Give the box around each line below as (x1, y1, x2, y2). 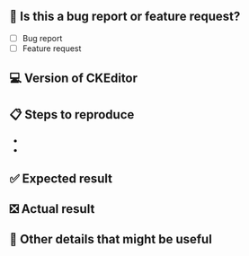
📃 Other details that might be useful (9, 232, 213, 247)
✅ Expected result (9, 171, 113, 186)
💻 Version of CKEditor (9, 71, 138, 86)
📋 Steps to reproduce (9, 107, 135, 122)
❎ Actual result (9, 201, 95, 216)
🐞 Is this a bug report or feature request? (9, 9, 241, 24)
